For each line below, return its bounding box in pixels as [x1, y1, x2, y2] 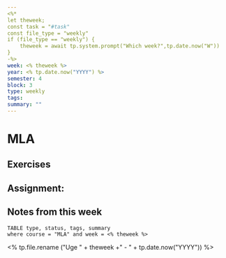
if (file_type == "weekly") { [7, 36, 96, 43]
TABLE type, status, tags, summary [7, 225, 111, 232]
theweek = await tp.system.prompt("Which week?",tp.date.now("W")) [20, 43, 220, 50]
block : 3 [7, 82, 33, 89]
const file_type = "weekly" [7, 29, 89, 37]
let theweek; [7, 17, 45, 24]
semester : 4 [7, 75, 42, 82]
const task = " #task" [7, 23, 70, 30]
